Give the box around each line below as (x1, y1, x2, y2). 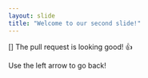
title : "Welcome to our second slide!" (8, 19, 142, 27)
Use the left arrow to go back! (8, 60, 106, 70)
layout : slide (8, 11, 56, 20)
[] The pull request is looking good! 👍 (8, 42, 133, 51)
